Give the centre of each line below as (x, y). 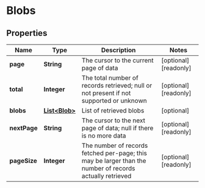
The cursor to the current (117, 60)
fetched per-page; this (114, 153)
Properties (27, 33)
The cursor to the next (113, 120)
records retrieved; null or (117, 85)
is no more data (104, 136)
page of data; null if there (117, 128)
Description (118, 50)
